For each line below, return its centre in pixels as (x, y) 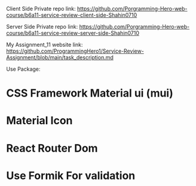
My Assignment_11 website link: (45, 45)
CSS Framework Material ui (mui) (90, 93)
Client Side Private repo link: (41, 9)
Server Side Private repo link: (42, 27)
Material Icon (39, 121)
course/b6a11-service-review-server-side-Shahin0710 (73, 33)
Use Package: (23, 69)
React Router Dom (52, 148)
